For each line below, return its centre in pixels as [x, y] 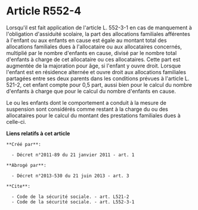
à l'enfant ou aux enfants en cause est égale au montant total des [86, 40]
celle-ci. [16, 121]
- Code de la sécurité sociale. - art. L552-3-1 [73, 202]
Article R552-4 [44, 11]
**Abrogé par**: [26, 165]
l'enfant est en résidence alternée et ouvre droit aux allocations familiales [96, 72]
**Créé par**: [24, 144]
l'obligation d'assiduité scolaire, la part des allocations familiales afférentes [98, 34]
